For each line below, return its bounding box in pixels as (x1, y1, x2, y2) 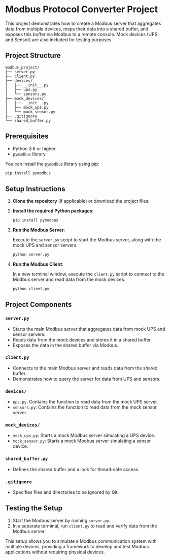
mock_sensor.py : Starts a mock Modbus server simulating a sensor (12, 438, 151, 444)
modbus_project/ (5, 65, 40, 70)
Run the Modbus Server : (12, 227, 65, 233)
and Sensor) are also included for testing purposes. (5, 37, 113, 43)
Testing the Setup (5, 504, 62, 513)
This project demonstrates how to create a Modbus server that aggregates (5, 20, 161, 26)
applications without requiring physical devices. (5, 549, 105, 555)
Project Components (5, 300, 72, 309)
